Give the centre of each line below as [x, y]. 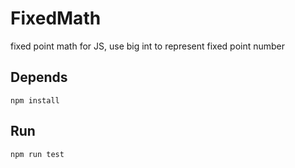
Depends [39, 77]
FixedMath [56, 18]
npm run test [37, 154]
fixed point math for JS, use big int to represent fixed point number [148, 46]
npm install [35, 100]
